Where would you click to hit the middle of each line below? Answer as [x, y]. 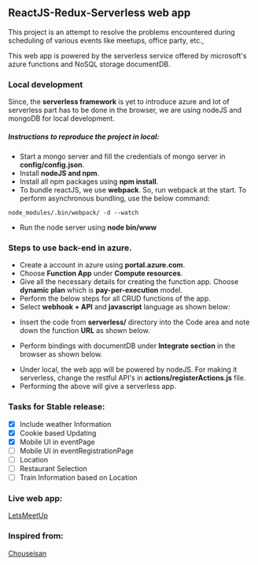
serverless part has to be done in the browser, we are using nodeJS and [125, 110]
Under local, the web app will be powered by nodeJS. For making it [128, 369]
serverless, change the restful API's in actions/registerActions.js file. [133, 378]
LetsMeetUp [28, 515]
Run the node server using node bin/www [88, 227]
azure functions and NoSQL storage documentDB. [89, 64]
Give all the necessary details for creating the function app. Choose [129, 282]
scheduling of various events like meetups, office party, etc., [106, 40]
